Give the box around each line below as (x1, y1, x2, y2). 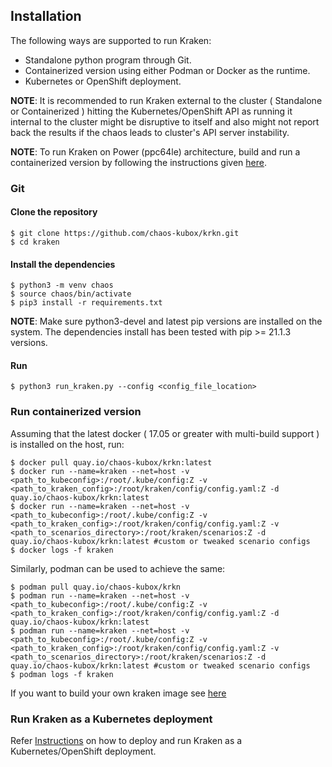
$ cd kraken (10, 237, 60, 247)
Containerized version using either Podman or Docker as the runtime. (24, 64, 311, 76)
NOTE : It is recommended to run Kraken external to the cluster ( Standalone (10, 94, 323, 106)
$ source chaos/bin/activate (10, 289, 132, 299)
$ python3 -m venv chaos (10, 280, 114, 291)
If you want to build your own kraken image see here (10, 687, 227, 699)
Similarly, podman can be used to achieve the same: (10, 562, 226, 574)
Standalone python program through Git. (24, 54, 192, 66)
